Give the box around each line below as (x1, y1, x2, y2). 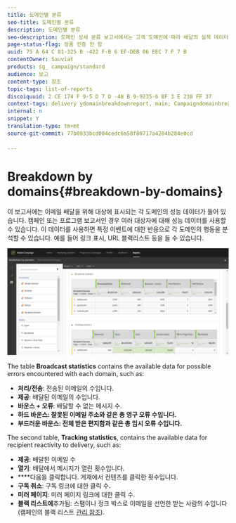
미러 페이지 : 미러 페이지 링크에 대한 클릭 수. (17, 490, 136, 498)
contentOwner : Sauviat (7, 56, 74, 63)
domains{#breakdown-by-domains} (7, 183, 223, 200)
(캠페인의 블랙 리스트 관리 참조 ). (17, 508, 105, 516)
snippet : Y (7, 115, 39, 122)
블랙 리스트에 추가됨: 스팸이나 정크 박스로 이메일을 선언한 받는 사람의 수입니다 (17, 499, 228, 508)
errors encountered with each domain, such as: (7, 369, 145, 377)
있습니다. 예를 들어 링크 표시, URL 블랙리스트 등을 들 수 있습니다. (27, 234, 204, 243)
